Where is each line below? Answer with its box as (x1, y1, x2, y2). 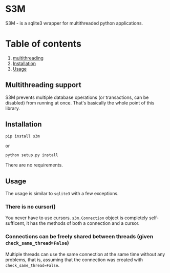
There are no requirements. (5, 162, 63, 168)
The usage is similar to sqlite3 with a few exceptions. (5, 191, 119, 197)
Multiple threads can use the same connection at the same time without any (5, 251, 165, 257)
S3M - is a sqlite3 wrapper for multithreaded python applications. (5, 20, 143, 26)
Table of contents (5, 38, 82, 50)
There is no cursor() (5, 203, 56, 210)
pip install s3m (5, 134, 40, 139)
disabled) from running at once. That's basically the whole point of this (5, 99, 155, 106)
